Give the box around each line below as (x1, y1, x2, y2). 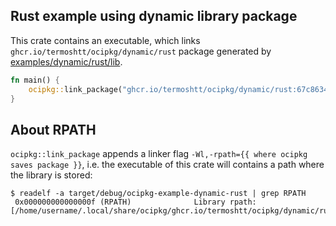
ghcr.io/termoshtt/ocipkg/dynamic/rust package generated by (10, 45, 272, 57)
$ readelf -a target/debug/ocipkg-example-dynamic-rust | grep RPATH (10, 189, 307, 199)
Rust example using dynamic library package (10, 8, 298, 25)
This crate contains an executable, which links (10, 34, 201, 46)
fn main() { (10, 75, 60, 85)
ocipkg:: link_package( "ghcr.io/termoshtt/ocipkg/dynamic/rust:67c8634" (28, 84, 333, 94)
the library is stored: (10, 169, 93, 181)
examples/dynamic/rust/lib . (10, 55, 123, 68)
